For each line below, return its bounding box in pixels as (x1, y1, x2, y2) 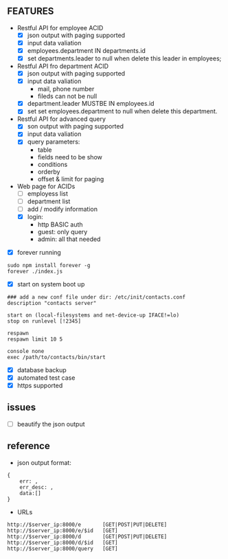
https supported (16, 381, 63, 389)
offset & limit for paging (37, 174, 104, 183)
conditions (37, 160, 68, 168)
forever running (16, 248, 62, 256)
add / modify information (27, 205, 98, 213)
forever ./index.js (7, 268, 63, 275)
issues (7, 402, 36, 413)
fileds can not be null (37, 92, 98, 100)
